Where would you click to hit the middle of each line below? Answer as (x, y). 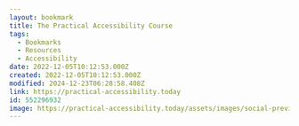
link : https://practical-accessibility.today (95, 91)
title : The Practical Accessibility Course (91, 26)
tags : (19, 34)
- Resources (40, 51)
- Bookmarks (40, 42)
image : (21, 108)
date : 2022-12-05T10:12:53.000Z (69, 67)
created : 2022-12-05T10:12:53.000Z (75, 75)
